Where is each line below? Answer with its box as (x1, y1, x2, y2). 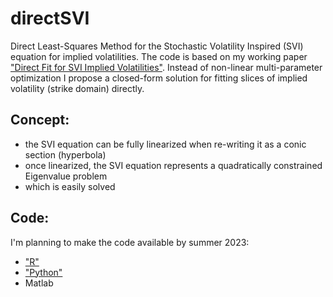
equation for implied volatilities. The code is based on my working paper (10, 50, 308, 62)
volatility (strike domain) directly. (10, 82, 145, 94)
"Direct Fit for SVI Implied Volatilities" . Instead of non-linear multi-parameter (10, 61, 323, 73)
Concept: (10, 112, 70, 129)
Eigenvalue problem (24, 170, 108, 182)
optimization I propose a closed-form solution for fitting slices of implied (10, 72, 308, 84)
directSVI (10, 7, 90, 30)
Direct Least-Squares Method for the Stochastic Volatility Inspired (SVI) (10, 40, 304, 52)
